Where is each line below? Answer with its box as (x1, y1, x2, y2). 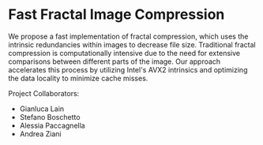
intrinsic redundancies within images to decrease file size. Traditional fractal (8, 39, 256, 49)
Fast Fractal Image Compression (8, 6, 225, 24)
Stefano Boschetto (19, 112, 81, 121)
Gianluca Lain (19, 104, 65, 113)
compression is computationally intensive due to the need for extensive (8, 48, 241, 58)
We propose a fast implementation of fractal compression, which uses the (8, 32, 249, 41)
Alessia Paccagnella (19, 121, 85, 130)
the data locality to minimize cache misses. (8, 73, 148, 83)
